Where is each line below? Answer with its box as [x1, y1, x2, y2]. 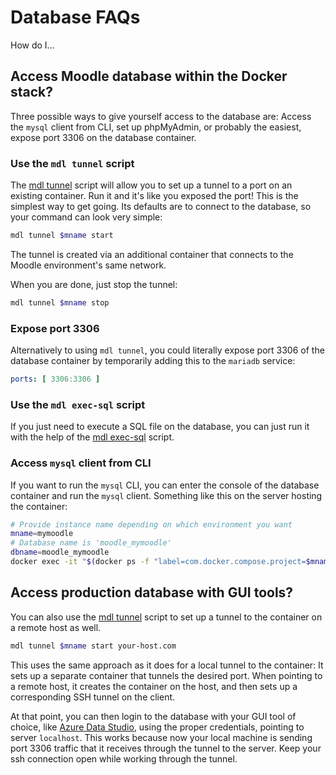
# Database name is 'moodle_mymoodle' [10, 538, 172, 548]
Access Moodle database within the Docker [10, 68, 288, 85]
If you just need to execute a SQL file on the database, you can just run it [10, 421, 310, 433]
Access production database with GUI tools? [10, 584, 294, 601]
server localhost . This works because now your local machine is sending [10, 731, 313, 743]
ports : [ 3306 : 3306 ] [10, 374, 101, 385]
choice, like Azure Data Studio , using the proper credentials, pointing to [10, 721, 305, 733]
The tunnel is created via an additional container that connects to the [10, 248, 294, 260]
